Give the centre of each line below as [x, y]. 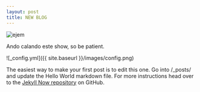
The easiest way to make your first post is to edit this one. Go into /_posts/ [99, 69]
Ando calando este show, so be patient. [55, 46]
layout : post [23, 12]
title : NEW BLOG [27, 17]
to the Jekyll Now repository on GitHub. [55, 82]
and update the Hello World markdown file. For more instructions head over [100, 76]
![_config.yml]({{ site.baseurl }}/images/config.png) [70, 58]
